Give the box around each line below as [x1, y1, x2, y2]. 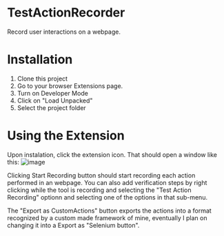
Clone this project [17, 74, 68, 83]
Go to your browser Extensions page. [17, 81, 123, 90]
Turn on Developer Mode [17, 89, 88, 97]
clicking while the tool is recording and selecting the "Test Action [7, 186, 192, 194]
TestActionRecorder [7, 5, 125, 21]
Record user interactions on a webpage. [7, 28, 121, 36]
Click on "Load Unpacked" [17, 96, 93, 105]
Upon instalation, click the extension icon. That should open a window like [7, 150, 218, 159]
